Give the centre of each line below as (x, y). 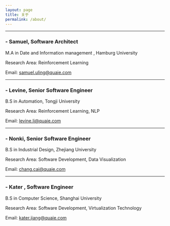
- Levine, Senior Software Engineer (49, 90)
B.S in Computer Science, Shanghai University (54, 198)
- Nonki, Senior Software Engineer (48, 139)
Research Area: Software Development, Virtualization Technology (73, 208)
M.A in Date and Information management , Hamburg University (72, 53)
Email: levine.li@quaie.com (33, 121)
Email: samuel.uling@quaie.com (38, 72)
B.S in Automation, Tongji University (42, 101)
